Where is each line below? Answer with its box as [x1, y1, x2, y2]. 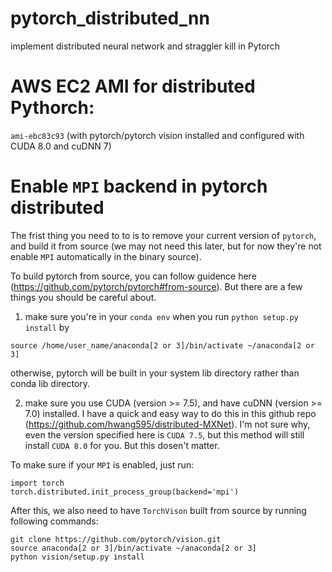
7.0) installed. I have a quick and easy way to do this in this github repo [24, 407, 317, 419]
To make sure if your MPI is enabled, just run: [10, 458, 195, 471]
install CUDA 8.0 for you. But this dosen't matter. [24, 439, 220, 451]
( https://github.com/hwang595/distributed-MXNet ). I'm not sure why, [24, 418, 311, 430]
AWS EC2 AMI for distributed [10, 75, 256, 98]
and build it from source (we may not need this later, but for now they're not [10, 240, 322, 252]
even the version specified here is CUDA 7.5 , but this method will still [24, 428, 305, 441]
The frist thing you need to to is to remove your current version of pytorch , [10, 229, 317, 241]
